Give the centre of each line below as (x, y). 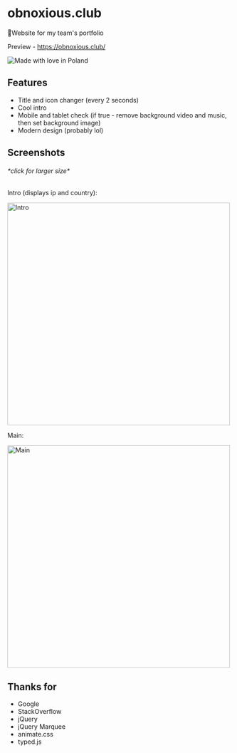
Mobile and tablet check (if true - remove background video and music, (122, 115)
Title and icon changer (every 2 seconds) (78, 100)
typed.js (30, 742)
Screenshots (36, 153)
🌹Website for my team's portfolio (56, 33)
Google (28, 704)
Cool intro (32, 108)
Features (27, 83)
